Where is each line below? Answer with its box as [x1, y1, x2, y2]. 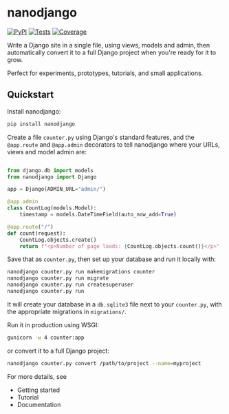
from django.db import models [7, 167, 94, 174]
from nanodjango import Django [7, 174, 97, 180]
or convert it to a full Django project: [7, 346, 110, 355]
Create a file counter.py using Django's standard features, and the [7, 133, 195, 141]
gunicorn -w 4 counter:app [7, 334, 85, 341]
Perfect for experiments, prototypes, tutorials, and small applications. [7, 69, 204, 77]
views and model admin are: [7, 147, 87, 156]
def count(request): [7, 229, 67, 237]
